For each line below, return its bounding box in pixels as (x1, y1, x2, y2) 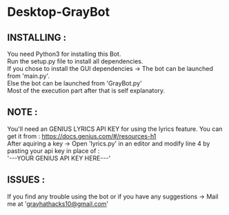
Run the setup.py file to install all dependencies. (7, 57, 143, 65)
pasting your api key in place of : (7, 146, 100, 155)
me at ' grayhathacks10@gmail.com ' (7, 199, 109, 207)
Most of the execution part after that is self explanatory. (7, 87, 166, 94)
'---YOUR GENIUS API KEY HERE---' (7, 154, 111, 162)
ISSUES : (7, 174, 46, 186)
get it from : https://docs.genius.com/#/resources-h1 (7, 132, 157, 140)
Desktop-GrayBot (7, 4, 110, 20)
